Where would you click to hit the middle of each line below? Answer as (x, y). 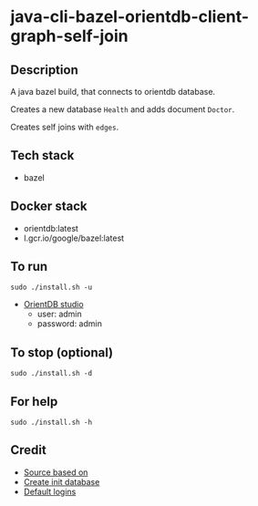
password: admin (70, 324)
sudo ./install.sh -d (52, 374)
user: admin (60, 314)
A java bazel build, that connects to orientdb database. (113, 92)
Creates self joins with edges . (65, 127)
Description (44, 70)
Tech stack (42, 155)
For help (34, 402)
